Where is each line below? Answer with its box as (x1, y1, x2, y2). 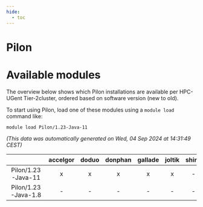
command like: (6, 112, 43, 119)
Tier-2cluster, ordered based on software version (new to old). (23, 94, 179, 101)
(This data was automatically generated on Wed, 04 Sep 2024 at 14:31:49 (6, 135, 192, 142)
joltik (165, 155, 180, 164)
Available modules (6, 68, 101, 81)
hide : (6, 8, 20, 15)
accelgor (48, 155, 75, 164)
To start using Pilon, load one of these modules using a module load (6, 106, 175, 113)
